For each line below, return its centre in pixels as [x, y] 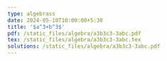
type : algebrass [31, 14]
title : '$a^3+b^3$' [36, 27]
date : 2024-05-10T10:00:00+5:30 [55, 20]
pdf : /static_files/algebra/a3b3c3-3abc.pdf [74, 33]
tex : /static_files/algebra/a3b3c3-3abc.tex [74, 40]
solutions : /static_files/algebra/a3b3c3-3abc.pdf [84, 46]
